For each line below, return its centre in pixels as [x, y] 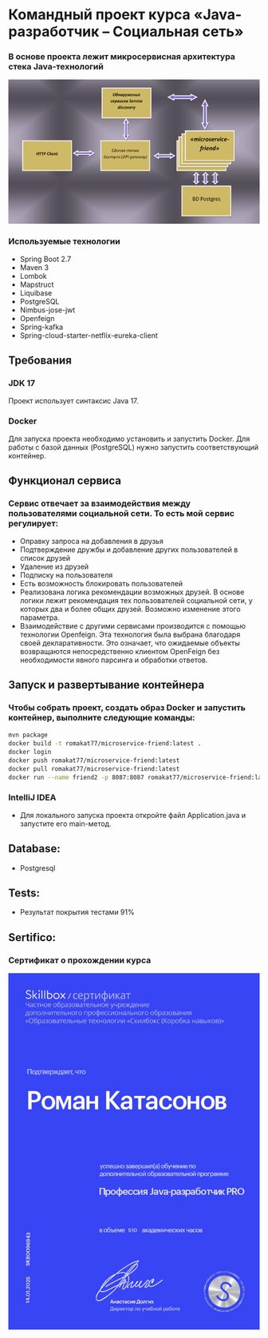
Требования [40, 361]
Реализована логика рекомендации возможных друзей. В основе [132, 592]
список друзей [45, 558]
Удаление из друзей [54, 566]
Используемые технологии [65, 241]
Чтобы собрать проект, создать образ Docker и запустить [127, 707]
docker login [30, 752]
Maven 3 [34, 267]
